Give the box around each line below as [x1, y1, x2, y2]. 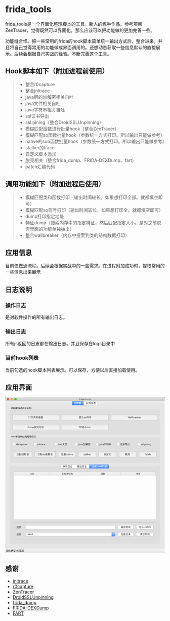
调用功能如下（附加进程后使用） [5, 180, 105, 188]
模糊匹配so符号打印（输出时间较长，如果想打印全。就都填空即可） [25, 206, 163, 213]
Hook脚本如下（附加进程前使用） [5, 67, 109, 75]
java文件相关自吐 [25, 100, 61, 106]
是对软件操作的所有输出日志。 [5, 314, 67, 320]
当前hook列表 [5, 354, 39, 361]
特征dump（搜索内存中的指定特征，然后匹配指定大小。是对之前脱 [25, 219, 162, 226]
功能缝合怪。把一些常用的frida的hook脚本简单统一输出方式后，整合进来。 [5, 38, 158, 44]
